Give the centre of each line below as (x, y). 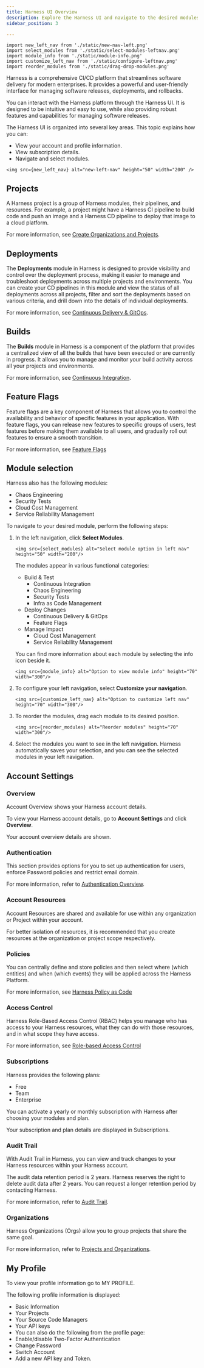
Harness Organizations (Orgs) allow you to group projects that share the (97, 1231)
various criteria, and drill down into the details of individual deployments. (97, 301)
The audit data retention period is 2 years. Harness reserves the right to (96, 1177)
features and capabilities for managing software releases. (78, 116)
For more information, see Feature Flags (56, 449)
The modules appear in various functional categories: (82, 566)
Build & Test (39, 577)
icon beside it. (32, 661)
